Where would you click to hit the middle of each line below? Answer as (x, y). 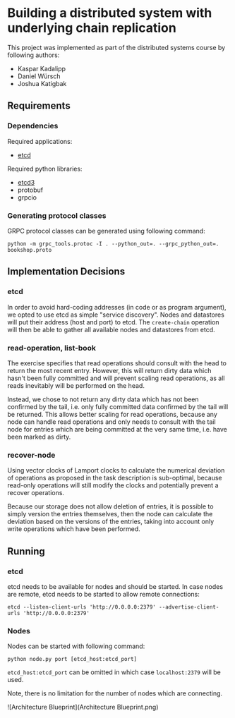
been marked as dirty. (39, 437)
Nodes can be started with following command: (76, 646)
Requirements (39, 106)
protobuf (30, 190)
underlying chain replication (92, 28)
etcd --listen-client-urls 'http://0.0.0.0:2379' (82, 607)
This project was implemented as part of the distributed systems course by (116, 47)
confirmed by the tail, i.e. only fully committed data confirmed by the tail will (118, 406)
